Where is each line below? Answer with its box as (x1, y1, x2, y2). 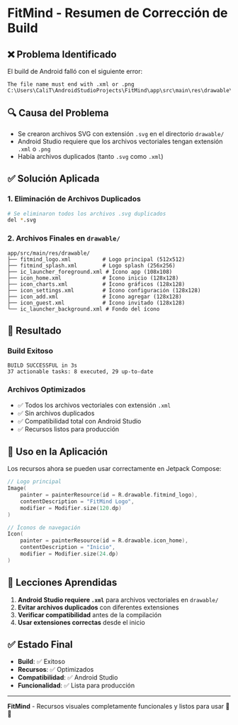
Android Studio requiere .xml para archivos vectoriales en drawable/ (17, 595, 219, 604)
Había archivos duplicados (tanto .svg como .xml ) (17, 152, 164, 160)
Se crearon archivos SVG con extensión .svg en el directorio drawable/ (17, 129, 225, 138)
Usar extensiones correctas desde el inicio (17, 618, 145, 626)
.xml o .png (17, 144, 51, 153)
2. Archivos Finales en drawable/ (7, 233, 120, 243)
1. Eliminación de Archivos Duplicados (7, 194, 142, 204)
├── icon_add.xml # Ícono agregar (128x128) (7, 293, 182, 300)
